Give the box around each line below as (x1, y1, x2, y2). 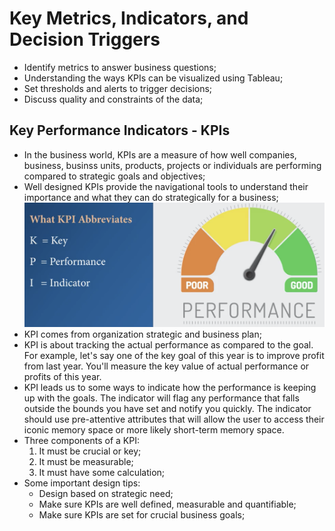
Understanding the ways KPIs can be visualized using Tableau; (23, 72, 284, 84)
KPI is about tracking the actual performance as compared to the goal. (23, 339, 314, 351)
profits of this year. (23, 371, 102, 383)
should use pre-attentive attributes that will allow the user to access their (23, 413, 325, 426)
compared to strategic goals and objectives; (23, 170, 206, 182)
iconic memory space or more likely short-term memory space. (23, 424, 285, 436)
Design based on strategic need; (38, 488, 174, 500)
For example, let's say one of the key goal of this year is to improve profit (23, 350, 325, 362)
